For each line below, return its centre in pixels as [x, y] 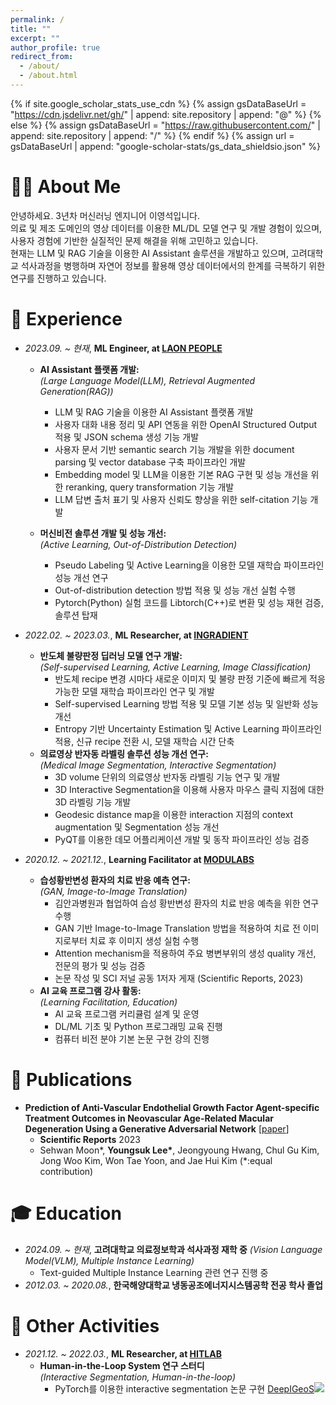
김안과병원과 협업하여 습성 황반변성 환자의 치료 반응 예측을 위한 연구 [187, 903]
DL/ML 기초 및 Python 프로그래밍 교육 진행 [138, 1026]
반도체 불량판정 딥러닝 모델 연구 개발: [111, 655]
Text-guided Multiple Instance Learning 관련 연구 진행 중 [154, 1272]
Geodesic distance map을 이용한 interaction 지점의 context [174, 814]
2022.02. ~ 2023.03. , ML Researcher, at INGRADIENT [136, 635]
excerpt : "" [35, 38]
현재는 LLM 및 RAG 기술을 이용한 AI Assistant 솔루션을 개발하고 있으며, [150, 253]
